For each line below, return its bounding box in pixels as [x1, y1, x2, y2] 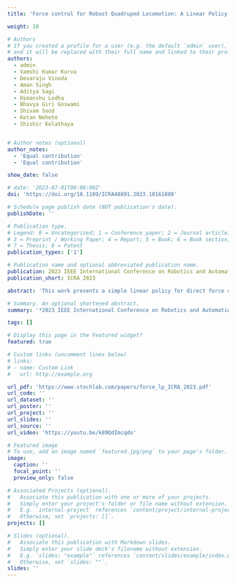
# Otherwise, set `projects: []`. [7, 513, 114, 520]
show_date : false [7, 171, 58, 179]
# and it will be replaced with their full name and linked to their [7, 48, 216, 56]
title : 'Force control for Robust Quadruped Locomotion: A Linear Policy [7, 10, 228, 18]
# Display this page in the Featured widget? [7, 332, 143, 339]
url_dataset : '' [7, 396, 55, 404]
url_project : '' [7, 410, 55, 417]
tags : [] [7, 319, 33, 327]
